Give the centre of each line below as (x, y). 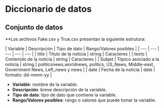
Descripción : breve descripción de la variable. (60, 90)
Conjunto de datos (34, 27)
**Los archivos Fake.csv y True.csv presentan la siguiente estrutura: (75, 39)
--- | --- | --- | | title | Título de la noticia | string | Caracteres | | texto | (76, 54)
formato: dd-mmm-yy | (28, 75)
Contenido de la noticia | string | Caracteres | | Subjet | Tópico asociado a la (82, 59)
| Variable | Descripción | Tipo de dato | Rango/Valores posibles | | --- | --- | (82, 49)
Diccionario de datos (48, 9)
